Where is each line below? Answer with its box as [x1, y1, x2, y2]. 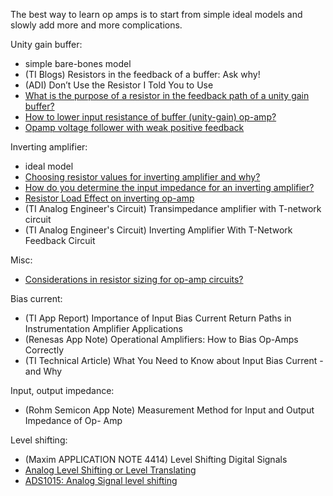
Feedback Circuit [24, 235, 96, 246]
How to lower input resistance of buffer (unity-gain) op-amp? [24, 111, 277, 123]
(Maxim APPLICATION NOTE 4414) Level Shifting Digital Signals [24, 454, 288, 465]
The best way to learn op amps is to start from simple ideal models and [10, 9, 303, 20]
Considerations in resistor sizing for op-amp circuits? [24, 274, 244, 285]
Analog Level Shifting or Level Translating [24, 464, 197, 476]
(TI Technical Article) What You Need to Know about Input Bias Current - [24, 355, 324, 366]
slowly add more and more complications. [10, 19, 183, 31]
